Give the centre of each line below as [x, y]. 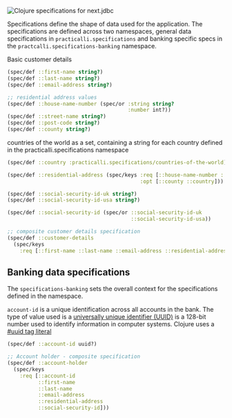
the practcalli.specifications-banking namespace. [82, 46]
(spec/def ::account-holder [48, 363]
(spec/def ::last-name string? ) [54, 78]
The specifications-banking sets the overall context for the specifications [113, 289]
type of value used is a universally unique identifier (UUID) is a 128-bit [107, 317]
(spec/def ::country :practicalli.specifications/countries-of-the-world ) [117, 162]
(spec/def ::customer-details [51, 238]
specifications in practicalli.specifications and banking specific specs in [115, 39]
